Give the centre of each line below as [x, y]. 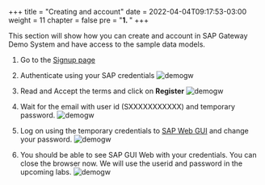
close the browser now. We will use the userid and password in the [131, 163]
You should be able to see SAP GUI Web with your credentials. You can [138, 155]
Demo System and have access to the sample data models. [107, 44]
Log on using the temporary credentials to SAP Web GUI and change [134, 131]
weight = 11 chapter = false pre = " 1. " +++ [79, 20]
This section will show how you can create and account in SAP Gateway [128, 36]
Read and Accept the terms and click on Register [102, 91]
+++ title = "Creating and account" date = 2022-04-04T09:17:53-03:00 [128, 12]
